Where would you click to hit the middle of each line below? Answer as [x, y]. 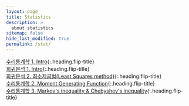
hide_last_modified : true [38, 39]
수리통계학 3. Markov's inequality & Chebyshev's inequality [77, 91]
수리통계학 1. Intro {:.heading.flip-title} [50, 61]
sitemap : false [25, 33]
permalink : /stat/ [28, 45]
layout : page [22, 11]
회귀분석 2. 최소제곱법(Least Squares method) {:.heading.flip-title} [84, 76]
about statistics [33, 28]
